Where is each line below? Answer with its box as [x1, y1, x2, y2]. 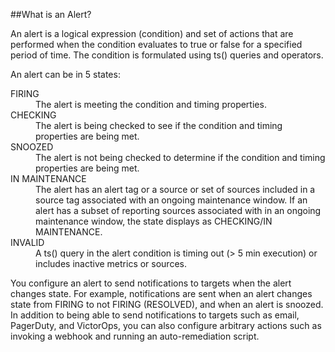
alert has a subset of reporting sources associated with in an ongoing [35, 205, 322, 216]
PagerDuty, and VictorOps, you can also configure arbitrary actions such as [10, 320, 322, 331]
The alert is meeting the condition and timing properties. [35, 99, 267, 110]
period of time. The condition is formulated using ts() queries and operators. [10, 49, 324, 61]
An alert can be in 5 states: [10, 69, 121, 80]
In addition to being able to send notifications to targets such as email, [10, 309, 300, 321]
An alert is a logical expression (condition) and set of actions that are [10, 28, 294, 39]
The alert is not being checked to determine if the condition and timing [35, 152, 326, 163]
